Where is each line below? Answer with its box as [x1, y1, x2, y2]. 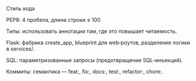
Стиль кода [6, 5, 36, 12]
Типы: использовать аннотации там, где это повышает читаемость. [6, 28, 178, 35]
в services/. [6, 45, 35, 52]
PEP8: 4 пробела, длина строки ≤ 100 [6, 16, 101, 23]
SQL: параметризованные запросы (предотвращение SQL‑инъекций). [6, 57, 184, 63]
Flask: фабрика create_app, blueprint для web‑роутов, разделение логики [6, 39, 191, 46]
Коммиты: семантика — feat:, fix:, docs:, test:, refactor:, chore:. [6, 68, 164, 75]
